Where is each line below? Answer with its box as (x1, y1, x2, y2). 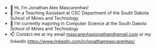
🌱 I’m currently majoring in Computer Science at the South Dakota (10, 20, 147, 26)
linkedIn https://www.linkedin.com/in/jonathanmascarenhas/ (10, 39, 135, 44)
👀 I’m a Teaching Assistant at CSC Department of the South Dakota (10, 10, 149, 16)
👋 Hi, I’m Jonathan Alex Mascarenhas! (10, 5, 89, 10)
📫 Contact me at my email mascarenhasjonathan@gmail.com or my (10, 31, 151, 37)
